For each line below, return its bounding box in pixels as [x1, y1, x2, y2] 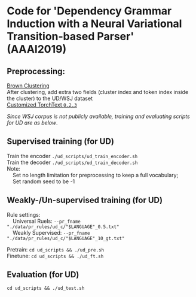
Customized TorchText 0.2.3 [7, 101, 77, 108]
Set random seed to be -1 [12, 178, 75, 185]
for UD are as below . [7, 119, 59, 126]
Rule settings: [7, 211, 41, 218]
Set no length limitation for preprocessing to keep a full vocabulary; [12, 171, 179, 178]
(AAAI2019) [7, 43, 67, 56]
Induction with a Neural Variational [7, 17, 182, 31]
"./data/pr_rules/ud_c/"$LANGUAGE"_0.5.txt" [7, 223, 120, 230]
